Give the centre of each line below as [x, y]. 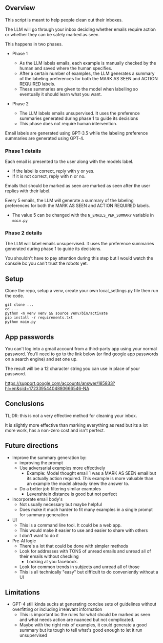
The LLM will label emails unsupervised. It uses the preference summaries [80, 244]
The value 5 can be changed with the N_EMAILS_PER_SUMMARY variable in [83, 215]
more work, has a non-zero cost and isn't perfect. [55, 430]
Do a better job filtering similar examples [60, 488]
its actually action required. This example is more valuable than [90, 478]
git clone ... [20, 305]
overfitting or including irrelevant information [57, 609]
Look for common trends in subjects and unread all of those [80, 567]
